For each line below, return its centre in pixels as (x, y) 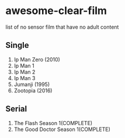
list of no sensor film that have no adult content (62, 27)
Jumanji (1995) (32, 84)
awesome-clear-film (56, 11)
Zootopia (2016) (33, 90)
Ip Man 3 (25, 78)
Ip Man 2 (25, 72)
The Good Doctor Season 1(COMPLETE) (62, 129)
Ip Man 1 (24, 65)
